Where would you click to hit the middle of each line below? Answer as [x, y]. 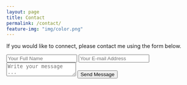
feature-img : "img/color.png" [45, 29]
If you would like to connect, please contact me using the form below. [94, 46]
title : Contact [26, 18]
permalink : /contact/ [34, 23]
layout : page [23, 12]
